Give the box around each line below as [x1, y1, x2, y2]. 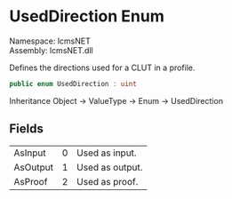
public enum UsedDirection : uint [9, 79, 138, 88]
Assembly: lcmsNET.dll [9, 44, 93, 55]
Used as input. [76, 147, 137, 159]
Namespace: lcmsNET [9, 36, 91, 46]
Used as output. [76, 161, 143, 173]
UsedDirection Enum [9, 6, 164, 27]
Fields [9, 122, 44, 137]
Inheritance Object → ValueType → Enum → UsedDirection [9, 95, 224, 106]
